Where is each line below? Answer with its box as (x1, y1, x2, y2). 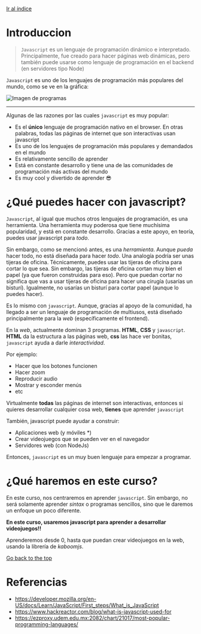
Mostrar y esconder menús (14, 381, 82, 388)
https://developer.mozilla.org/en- (14, 595, 97, 602)
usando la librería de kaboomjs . (6, 542, 84, 550)
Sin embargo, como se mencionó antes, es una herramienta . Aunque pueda (6, 246, 193, 253)
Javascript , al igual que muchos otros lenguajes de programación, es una (6, 215, 188, 222)
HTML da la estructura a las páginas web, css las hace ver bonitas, (6, 333, 172, 340)
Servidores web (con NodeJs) (14, 442, 89, 449)
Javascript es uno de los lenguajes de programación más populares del (6, 76, 184, 83)
